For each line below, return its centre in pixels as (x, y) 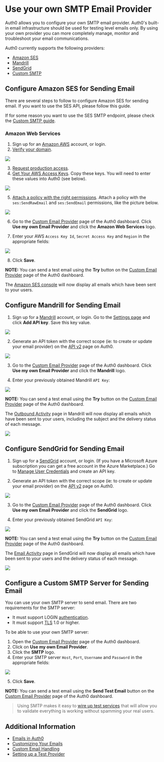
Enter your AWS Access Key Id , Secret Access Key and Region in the (81, 236)
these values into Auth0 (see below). (49, 179)
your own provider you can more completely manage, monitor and (72, 33)
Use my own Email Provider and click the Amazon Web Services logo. (84, 227)
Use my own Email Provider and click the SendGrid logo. (70, 510)
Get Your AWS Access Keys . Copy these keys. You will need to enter (81, 173)
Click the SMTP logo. (34, 652)
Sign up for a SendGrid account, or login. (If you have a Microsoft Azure (85, 461)
